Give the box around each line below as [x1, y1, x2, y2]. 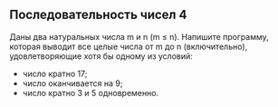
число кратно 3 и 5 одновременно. [22, 87, 159, 98]
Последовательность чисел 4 [9, 7, 187, 23]
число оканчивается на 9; [22, 77, 123, 89]
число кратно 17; [22, 68, 88, 79]
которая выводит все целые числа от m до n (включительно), [9, 41, 248, 52]
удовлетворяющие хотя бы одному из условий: [9, 50, 193, 62]
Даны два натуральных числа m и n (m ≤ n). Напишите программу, [9, 31, 269, 42]
